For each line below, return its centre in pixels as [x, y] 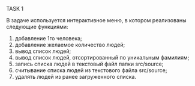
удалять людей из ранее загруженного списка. [76, 77]
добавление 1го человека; [48, 38]
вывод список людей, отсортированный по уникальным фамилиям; [102, 57]
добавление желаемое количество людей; [70, 45]
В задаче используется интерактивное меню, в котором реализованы [97, 20]
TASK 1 [15, 9]
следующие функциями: [37, 27]
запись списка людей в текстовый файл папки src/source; [89, 64]
